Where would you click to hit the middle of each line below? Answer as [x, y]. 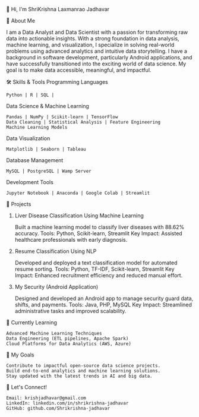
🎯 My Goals [20, 355]
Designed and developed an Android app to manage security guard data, [104, 298]
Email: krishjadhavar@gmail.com [46, 398]
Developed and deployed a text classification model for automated [96, 263]
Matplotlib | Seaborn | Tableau [46, 149]
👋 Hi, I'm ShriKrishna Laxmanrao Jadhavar [58, 9]
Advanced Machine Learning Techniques [54, 333]
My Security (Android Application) [56, 287]
